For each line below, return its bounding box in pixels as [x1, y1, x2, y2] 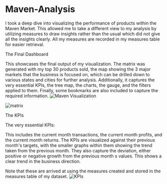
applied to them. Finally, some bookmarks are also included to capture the [5, 87, 158, 93]
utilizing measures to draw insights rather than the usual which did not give [5, 31, 160, 37]
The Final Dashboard [5, 51, 49, 57]
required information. [5, 93, 49, 99]
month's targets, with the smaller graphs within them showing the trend [5, 142, 153, 148]
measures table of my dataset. [5, 173, 68, 179]
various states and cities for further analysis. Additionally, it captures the [5, 77, 155, 83]
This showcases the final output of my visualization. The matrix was [5, 61, 145, 67]
